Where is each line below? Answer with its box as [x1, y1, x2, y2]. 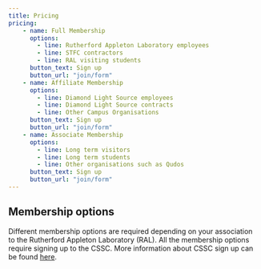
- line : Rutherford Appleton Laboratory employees [37, 42, 210, 50]
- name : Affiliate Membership [22, 78, 124, 86]
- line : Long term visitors [37, 146, 130, 154]
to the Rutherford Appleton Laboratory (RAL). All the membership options [8, 235, 250, 244]
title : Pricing [8, 11, 59, 20]
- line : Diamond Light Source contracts [37, 101, 174, 109]
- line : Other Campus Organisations [37, 109, 159, 117]
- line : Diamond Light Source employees [37, 94, 174, 102]
